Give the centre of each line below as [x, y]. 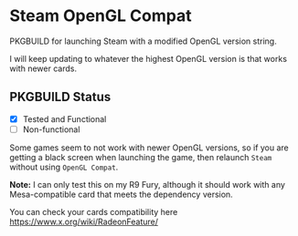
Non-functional [51, 129]
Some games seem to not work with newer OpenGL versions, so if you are [149, 148]
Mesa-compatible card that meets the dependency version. [121, 194]
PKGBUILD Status [60, 97]
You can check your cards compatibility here [94, 211]
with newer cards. [43, 68]
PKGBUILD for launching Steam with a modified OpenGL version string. [143, 41]
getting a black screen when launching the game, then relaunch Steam [141, 157]
